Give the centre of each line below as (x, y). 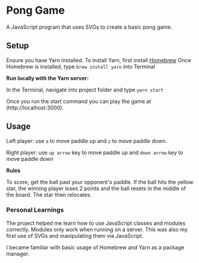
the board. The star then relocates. (49, 194)
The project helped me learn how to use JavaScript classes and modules (96, 223)
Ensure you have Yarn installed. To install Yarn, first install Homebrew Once (99, 60)
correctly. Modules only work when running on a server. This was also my (97, 229)
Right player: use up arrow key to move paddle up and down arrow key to (95, 152)
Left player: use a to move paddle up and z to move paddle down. (87, 140)
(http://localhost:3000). (35, 108)
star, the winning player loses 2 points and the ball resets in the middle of (96, 188)
